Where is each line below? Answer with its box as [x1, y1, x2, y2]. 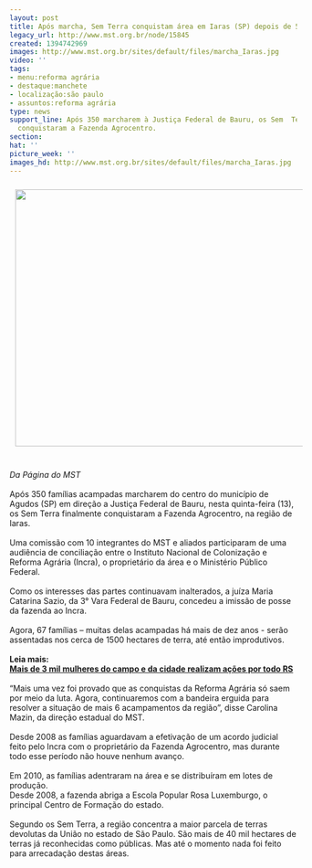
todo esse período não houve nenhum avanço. [9, 750, 185, 761]
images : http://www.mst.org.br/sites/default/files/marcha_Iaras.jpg [9, 48, 280, 57]
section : [9, 132, 43, 142]
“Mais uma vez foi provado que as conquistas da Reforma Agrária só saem [9, 683, 290, 693]
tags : [9, 65, 30, 74]
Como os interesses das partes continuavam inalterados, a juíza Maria [9, 586, 274, 597]
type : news [9, 107, 51, 116]
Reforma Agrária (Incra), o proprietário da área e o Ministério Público [9, 556, 268, 567]
